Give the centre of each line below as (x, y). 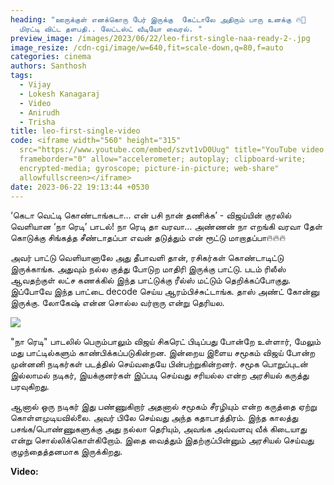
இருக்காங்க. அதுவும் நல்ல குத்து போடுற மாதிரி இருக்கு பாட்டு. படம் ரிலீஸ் (148, 269)
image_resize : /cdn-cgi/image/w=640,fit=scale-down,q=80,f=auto (147, 47)
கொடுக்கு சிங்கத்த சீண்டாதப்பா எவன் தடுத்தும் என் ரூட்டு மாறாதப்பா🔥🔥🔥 (148, 238)
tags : (21, 76)
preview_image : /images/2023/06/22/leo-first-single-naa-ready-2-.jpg (160, 38)
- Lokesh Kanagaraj (60, 94)
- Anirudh (39, 112)
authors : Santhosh (48, 66)
